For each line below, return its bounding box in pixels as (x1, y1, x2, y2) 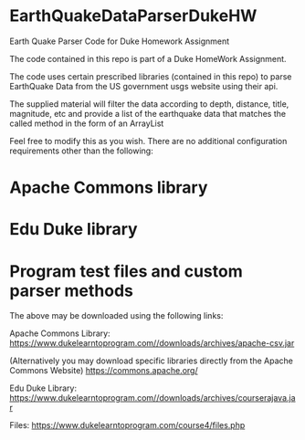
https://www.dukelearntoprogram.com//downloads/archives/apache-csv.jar (9, 338, 295, 349)
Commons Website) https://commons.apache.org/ (9, 365, 198, 376)
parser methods (9, 280, 134, 301)
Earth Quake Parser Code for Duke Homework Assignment (9, 36, 230, 47)
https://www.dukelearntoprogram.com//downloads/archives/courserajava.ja (9, 393, 296, 403)
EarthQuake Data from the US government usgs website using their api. (9, 80, 279, 91)
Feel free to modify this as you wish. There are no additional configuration (9, 135, 288, 146)
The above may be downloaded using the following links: (9, 310, 224, 321)
